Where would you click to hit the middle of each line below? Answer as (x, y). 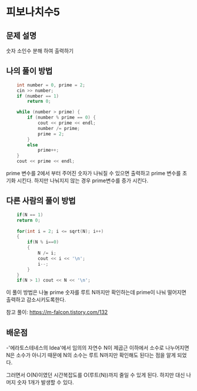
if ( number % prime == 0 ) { (61, 118)
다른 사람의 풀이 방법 (41, 201)
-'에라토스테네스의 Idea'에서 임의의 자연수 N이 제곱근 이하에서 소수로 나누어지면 (98, 348)
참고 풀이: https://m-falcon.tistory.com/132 (57, 312)
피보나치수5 (33, 12)
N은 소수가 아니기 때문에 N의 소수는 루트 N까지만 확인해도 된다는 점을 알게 (91, 355)
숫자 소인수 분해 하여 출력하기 (40, 51)
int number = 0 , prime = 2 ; (51, 85)
